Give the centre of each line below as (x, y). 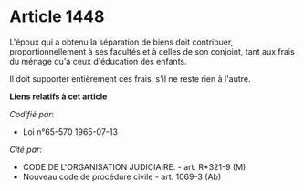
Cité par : (26, 149)
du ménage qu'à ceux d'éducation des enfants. (98, 61)
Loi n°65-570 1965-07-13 (70, 131)
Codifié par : (32, 114)
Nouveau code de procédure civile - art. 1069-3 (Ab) (122, 176)
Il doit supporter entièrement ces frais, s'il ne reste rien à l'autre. (130, 78)
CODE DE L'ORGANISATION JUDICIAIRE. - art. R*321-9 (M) (134, 166)
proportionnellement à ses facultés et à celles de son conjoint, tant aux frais (152, 51)
